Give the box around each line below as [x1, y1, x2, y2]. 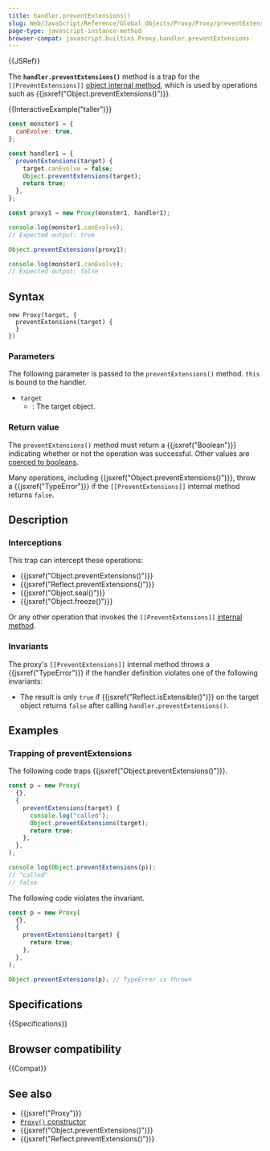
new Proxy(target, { [8, 311, 78, 319]
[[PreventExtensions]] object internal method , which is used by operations [8, 80, 258, 90]
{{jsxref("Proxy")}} [19, 1108, 82, 1118]
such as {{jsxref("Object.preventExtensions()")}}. [8, 89, 171, 99]
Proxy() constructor [19, 1117, 87, 1127]
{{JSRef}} [8, 56, 40, 66]
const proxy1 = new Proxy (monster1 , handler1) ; [8, 209, 171, 217]
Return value [8, 421, 59, 433]
